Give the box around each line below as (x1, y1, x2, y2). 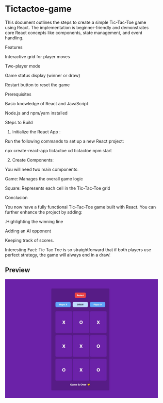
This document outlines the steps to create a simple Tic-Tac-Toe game (5, 19, 147, 25)
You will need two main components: (5, 166, 79, 172)
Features (5, 44, 23, 50)
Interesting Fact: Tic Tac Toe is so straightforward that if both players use (5, 246, 151, 253)
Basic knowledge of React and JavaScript (5, 100, 88, 106)
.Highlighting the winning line (5, 218, 63, 224)
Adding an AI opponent (5, 228, 51, 234)
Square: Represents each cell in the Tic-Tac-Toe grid (5, 185, 111, 191)
